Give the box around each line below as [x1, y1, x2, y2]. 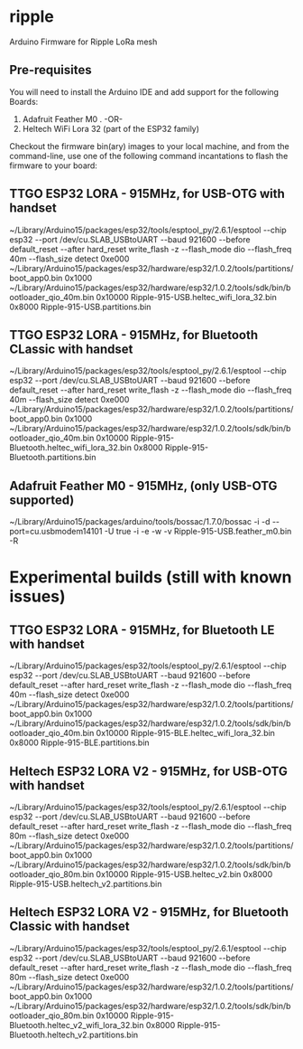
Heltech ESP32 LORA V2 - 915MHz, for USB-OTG [9, 763, 289, 779]
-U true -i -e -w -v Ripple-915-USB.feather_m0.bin [104, 526, 292, 537]
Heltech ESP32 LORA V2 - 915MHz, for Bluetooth [9, 904, 289, 920]
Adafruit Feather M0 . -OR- [22, 113, 124, 124]
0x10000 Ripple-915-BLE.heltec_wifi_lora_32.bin [96, 728, 275, 739]
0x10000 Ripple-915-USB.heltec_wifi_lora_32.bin [96, 291, 277, 302]
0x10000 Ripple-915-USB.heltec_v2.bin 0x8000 [96, 869, 273, 879]
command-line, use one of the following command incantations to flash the [9, 150, 289, 161]
